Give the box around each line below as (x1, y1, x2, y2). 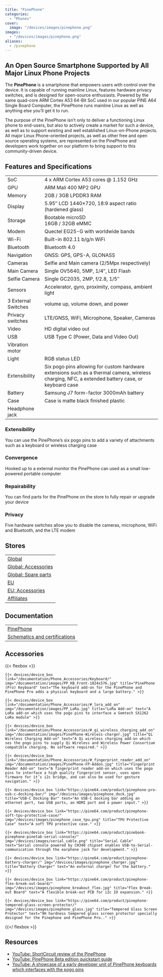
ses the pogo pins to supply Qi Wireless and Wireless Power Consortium (5, 740, 155, 746)
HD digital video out (44, 326, 90, 332)
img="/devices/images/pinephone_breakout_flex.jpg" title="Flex (5, 885, 138, 890)
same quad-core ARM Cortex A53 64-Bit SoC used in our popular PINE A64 (5, 97, 157, 103)
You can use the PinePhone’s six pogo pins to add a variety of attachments (5, 437, 155, 443)
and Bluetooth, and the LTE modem (5, 527, 75, 534)
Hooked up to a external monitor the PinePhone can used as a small (5, 465, 141, 471)
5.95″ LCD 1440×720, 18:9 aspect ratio (44, 200, 137, 207)
